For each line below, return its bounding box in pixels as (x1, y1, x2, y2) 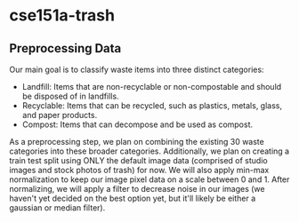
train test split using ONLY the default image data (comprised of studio (9, 155, 269, 165)
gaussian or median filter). (9, 202, 106, 213)
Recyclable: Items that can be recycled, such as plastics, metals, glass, (21, 100, 283, 111)
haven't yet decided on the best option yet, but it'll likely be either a (9, 193, 256, 203)
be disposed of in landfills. (21, 91, 119, 101)
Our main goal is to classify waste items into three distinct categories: (9, 64, 264, 75)
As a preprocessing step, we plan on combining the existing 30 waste (9, 137, 264, 147)
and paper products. (21, 110, 98, 120)
